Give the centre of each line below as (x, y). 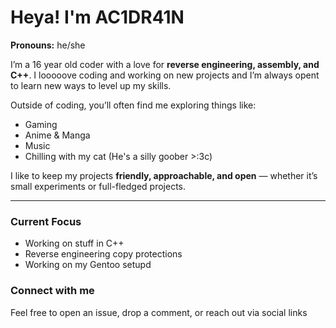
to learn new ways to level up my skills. (91, 85)
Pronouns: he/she (48, 45)
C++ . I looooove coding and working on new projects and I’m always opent (165, 75)
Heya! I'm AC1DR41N (97, 17)
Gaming (41, 124)
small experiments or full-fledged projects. (98, 186)
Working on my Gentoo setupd (88, 265)
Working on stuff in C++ (74, 243)
